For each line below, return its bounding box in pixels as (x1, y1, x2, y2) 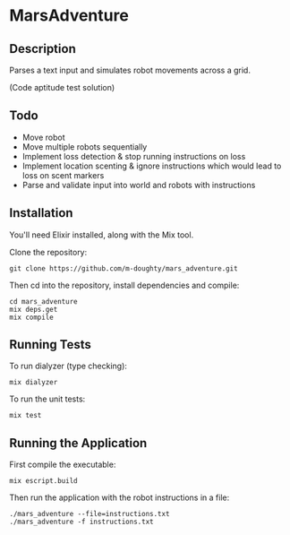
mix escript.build (9, 477, 78, 486)
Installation (9, 205, 73, 220)
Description (9, 41, 76, 56)
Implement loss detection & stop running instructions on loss (21, 151, 246, 161)
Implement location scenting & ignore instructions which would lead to (21, 160, 282, 171)
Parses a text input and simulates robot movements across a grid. (9, 65, 251, 75)
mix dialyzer (9, 378, 58, 387)
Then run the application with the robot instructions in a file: (9, 492, 230, 503)
